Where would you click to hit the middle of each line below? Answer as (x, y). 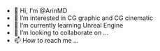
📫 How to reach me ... (46, 40)
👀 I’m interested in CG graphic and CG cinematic (83, 18)
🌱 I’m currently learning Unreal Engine (68, 25)
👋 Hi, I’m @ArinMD (41, 11)
